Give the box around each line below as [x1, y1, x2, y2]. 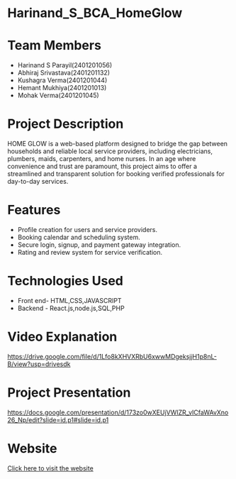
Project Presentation [7, 385, 131, 401]
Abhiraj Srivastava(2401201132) [17, 69, 111, 77]
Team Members [7, 38, 101, 54]
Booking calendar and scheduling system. [17, 233, 140, 241]
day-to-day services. [7, 177, 69, 186]
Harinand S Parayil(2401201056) [17, 61, 113, 70]
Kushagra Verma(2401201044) [17, 76, 108, 84]
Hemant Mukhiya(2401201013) [17, 84, 107, 92]
